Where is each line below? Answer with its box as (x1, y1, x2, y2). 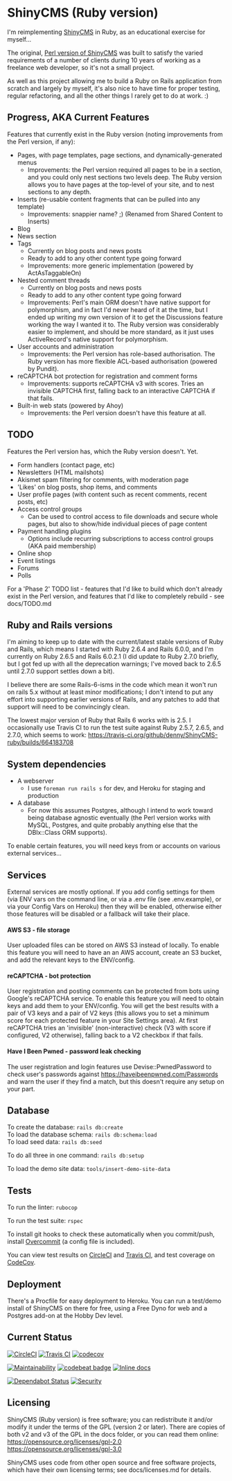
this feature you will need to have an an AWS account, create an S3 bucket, (7, 949, 222, 957)
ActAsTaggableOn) (27, 268, 82, 277)
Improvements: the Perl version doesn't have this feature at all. (27, 408, 206, 417)
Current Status (7, 1331, 73, 1343)
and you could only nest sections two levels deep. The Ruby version (27, 173, 222, 181)
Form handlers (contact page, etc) (17, 460, 116, 469)
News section (17, 232, 57, 240)
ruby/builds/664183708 (7, 738, 74, 747)
